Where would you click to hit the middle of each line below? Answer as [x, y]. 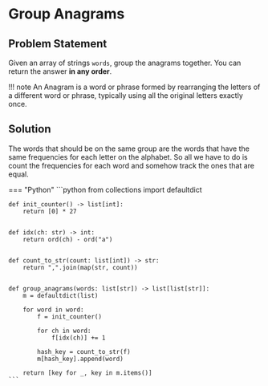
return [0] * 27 [50, 211]
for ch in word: [64, 331]
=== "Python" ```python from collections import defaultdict [105, 189]
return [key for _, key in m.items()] [87, 373]
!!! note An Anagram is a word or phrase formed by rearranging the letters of [134, 87]
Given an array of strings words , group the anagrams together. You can [125, 63]
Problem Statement [58, 44]
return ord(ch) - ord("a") [68, 239]
